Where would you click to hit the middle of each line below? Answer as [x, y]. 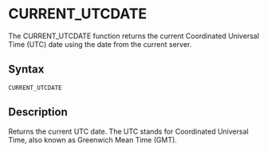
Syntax [26, 70]
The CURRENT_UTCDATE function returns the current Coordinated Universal [134, 36]
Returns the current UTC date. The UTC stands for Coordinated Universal [128, 131]
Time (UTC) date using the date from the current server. [100, 44]
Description [38, 112]
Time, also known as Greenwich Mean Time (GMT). [93, 139]
